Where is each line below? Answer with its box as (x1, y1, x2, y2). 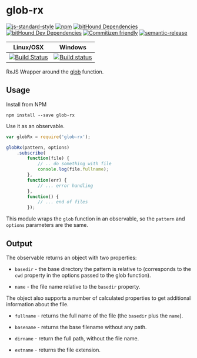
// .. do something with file (37, 161, 112, 167)
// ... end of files (37, 199, 88, 205)
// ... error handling (37, 183, 94, 189)
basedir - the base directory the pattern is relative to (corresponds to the (14, 265, 191, 272)
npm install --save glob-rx (6, 112, 75, 118)
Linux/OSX (13, 43, 44, 51)
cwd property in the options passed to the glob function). (14, 272, 151, 279)
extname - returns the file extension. (14, 346, 101, 353)
